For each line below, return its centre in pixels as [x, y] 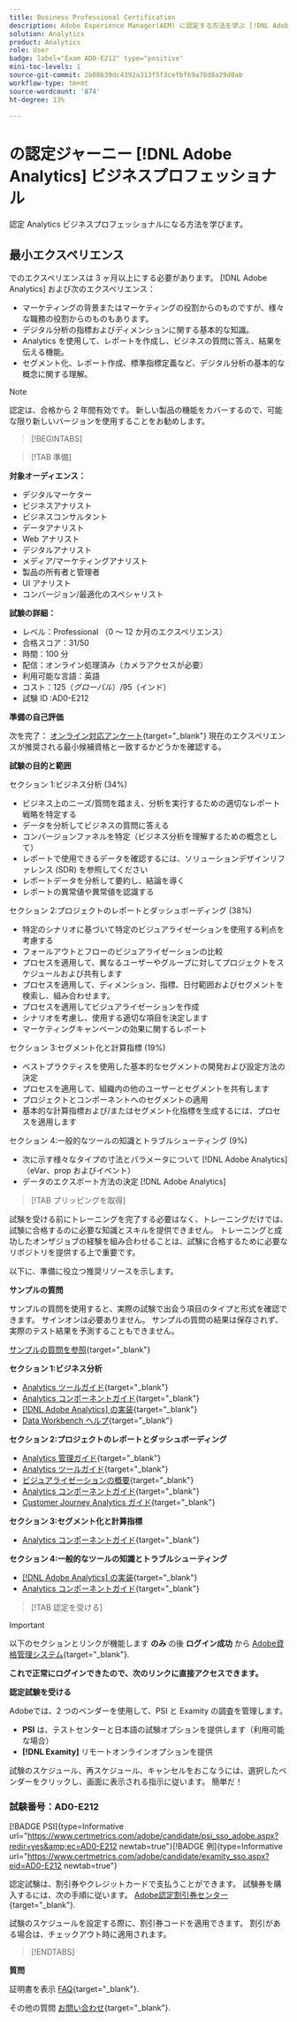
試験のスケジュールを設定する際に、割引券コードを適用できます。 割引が [141, 1923]
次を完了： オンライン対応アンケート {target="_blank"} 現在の [121, 736]
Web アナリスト [51, 539]
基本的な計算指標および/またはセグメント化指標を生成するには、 [140, 1111]
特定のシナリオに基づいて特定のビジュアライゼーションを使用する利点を [153, 929]
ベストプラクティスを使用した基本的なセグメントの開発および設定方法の [153, 1066]
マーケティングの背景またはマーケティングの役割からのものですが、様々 [153, 308]
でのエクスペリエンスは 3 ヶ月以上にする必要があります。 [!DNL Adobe [138, 278]
